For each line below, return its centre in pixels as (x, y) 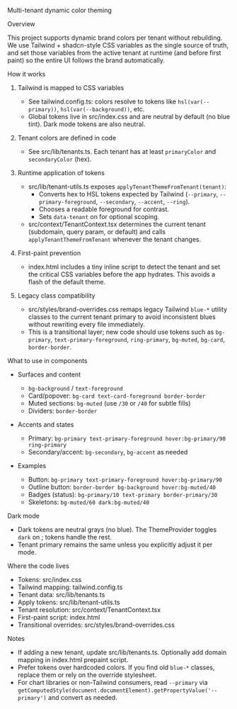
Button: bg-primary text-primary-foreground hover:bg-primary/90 (125, 479)
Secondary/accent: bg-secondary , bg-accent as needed (108, 452)
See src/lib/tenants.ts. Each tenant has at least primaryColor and (122, 151)
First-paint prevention (49, 253)
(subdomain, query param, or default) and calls (97, 232)
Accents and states (46, 424)
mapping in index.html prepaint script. (73, 660)
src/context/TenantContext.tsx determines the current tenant (117, 224)
